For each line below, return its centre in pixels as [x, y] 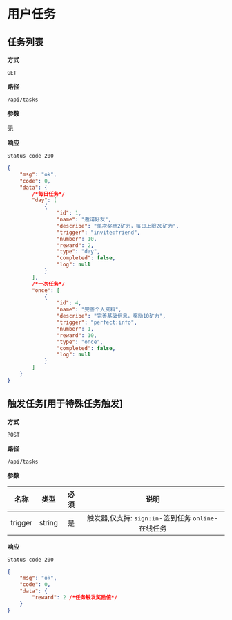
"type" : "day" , [78, 252]
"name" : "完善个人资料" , [89, 310]
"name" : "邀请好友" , [84, 219]
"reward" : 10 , [77, 335]
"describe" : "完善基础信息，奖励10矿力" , [111, 316]
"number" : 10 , [77, 239]
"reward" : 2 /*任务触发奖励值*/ [75, 598]
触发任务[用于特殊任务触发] [65, 404]
